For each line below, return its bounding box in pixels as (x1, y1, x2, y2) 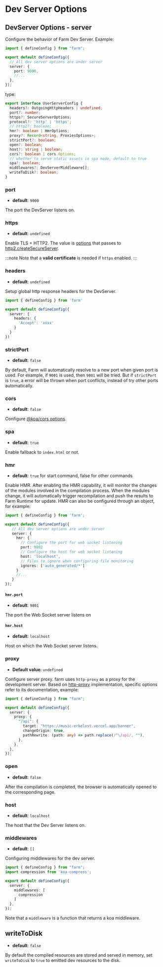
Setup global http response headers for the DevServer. (5, 288, 117, 294)
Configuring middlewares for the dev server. (5, 855, 95, 862)
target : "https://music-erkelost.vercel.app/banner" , (23, 724, 136, 728)
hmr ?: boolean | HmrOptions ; (9, 129, 70, 134)
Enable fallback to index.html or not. (5, 449, 80, 455)
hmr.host (5, 623, 23, 628)
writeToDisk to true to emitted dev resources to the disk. (5, 957, 121, 963)
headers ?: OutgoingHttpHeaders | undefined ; (9, 105, 103, 110)
